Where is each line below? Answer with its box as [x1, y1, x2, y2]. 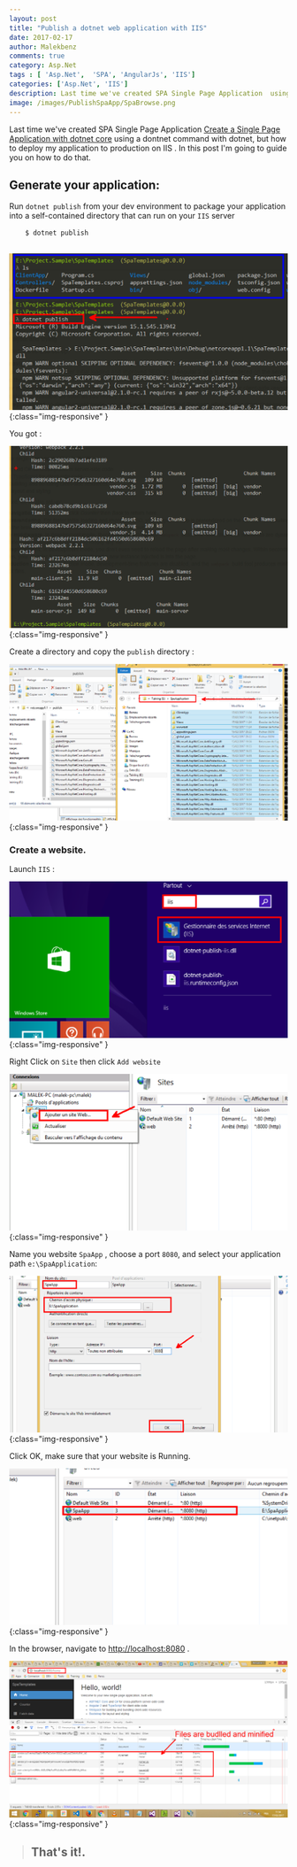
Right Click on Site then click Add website [9, 1056, 161, 1067]
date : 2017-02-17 [9, 33, 73, 42]
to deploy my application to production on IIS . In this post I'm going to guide [9, 143, 287, 153]
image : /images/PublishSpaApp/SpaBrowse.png [9, 98, 176, 107]
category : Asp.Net [9, 61, 77, 70]
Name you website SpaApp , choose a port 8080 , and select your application [9, 1249, 281, 1260]
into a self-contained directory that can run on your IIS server [9, 211, 235, 221]
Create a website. [9, 844, 87, 856]
